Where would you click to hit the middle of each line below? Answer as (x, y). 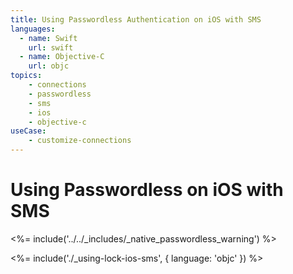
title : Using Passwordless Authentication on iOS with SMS (136, 19)
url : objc (49, 66)
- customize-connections (80, 141)
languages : (33, 29)
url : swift (51, 47)
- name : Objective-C (62, 57)
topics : (26, 76)
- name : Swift (48, 38)
